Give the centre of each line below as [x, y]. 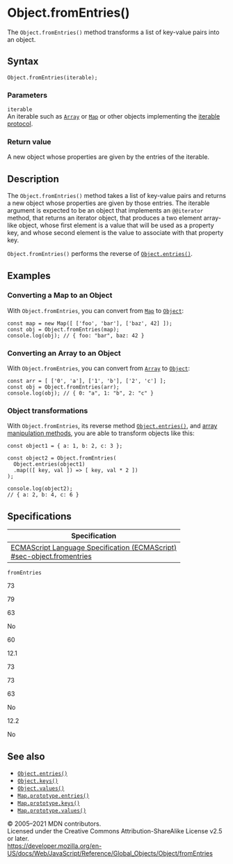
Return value [29, 142]
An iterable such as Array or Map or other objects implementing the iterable [114, 116]
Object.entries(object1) [49, 464]
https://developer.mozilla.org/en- [55, 846]
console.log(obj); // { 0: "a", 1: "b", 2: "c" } [81, 393]
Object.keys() [38, 781]
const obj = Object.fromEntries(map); [63, 329]
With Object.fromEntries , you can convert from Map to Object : [96, 310]
